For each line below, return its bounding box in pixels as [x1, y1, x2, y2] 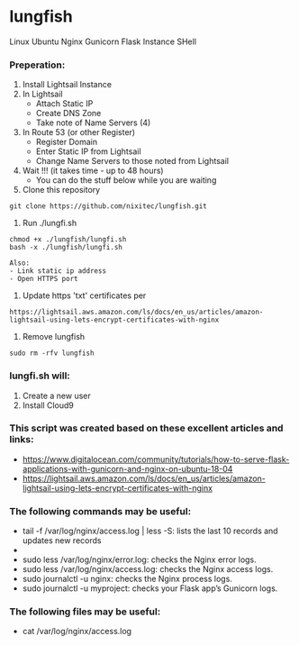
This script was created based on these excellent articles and [9, 422, 284, 434]
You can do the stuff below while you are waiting [35, 175, 217, 186]
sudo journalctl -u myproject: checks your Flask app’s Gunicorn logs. [22, 583, 278, 594]
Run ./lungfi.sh [22, 218, 77, 229]
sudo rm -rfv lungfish [9, 349, 95, 358]
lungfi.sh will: [9, 369, 70, 382]
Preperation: [9, 59, 66, 71]
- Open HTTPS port [9, 275, 78, 284]
